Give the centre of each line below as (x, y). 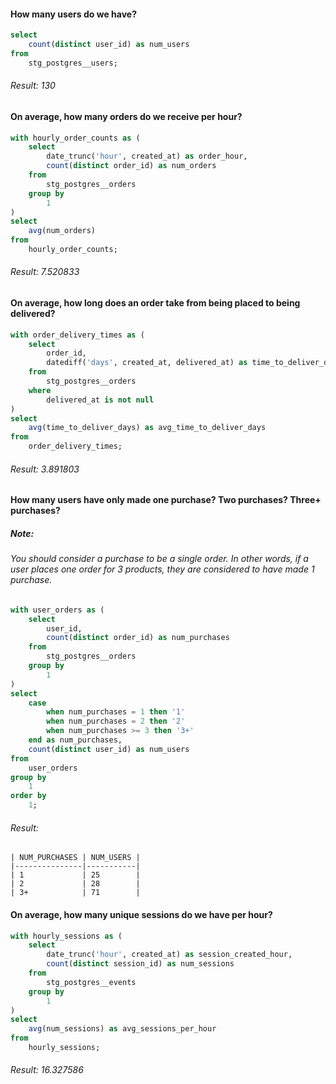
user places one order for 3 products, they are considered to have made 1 (162, 569)
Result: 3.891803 (45, 469)
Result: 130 (33, 86)
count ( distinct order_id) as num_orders (131, 166)
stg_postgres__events (91, 982)
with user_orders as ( (57, 610)
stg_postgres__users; (73, 63)
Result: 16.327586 (47, 1070)
